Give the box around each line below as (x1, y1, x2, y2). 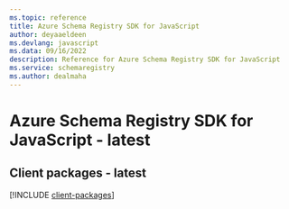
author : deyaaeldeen (9, 30, 88, 39)
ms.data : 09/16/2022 (9, 47, 88, 56)
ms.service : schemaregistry (9, 64, 116, 73)
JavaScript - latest (9, 130, 151, 150)
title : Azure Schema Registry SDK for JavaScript (9, 22, 200, 31)
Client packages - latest (9, 166, 147, 181)
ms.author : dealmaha (9, 72, 88, 81)
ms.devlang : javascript (9, 38, 99, 48)
